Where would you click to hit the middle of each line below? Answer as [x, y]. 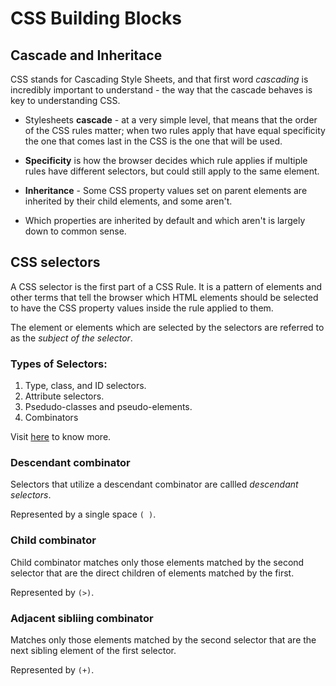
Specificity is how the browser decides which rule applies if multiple [166, 160]
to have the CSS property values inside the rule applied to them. [142, 308]
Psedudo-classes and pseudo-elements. [108, 407]
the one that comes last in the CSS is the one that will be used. [153, 141]
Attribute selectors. [64, 396]
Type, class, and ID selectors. [85, 386]
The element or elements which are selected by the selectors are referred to [167, 327]
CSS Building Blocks [96, 18]
